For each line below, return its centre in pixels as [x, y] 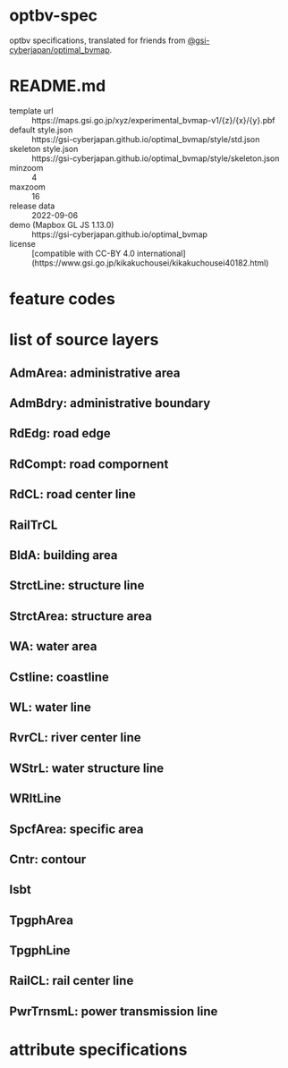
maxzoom [28, 186]
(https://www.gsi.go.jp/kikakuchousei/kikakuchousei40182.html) [150, 263]
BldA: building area [64, 555]
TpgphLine [40, 950]
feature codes [63, 299]
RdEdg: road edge [60, 433]
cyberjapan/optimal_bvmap [59, 49]
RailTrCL [34, 525]
